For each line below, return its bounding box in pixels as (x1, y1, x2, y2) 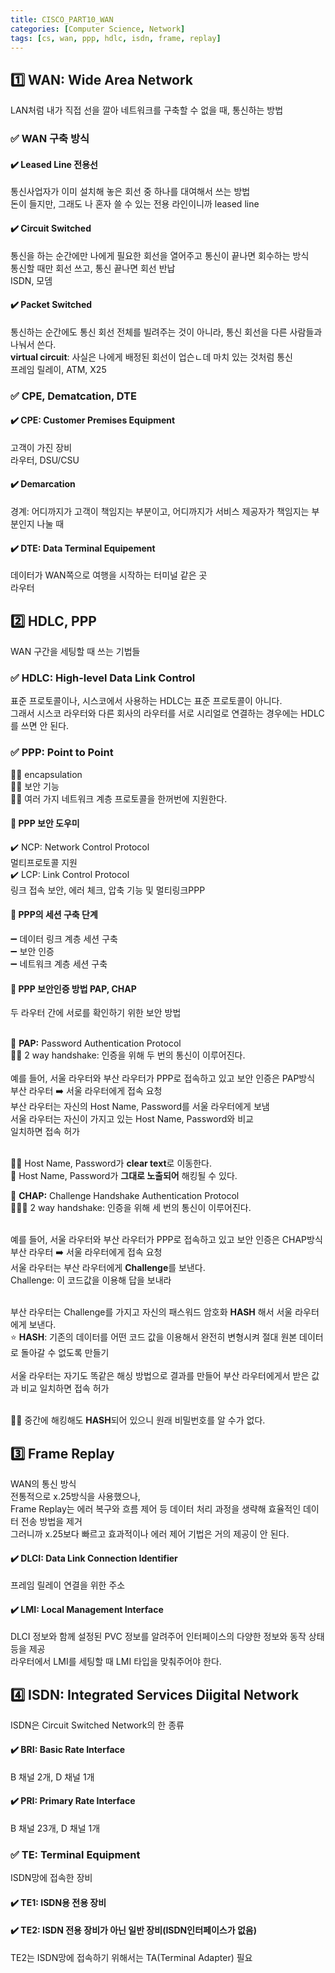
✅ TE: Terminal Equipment (10, 1847, 141, 1861)
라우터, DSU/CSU (10, 454, 80, 466)
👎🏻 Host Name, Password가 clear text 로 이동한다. (10, 1157, 212, 1170)
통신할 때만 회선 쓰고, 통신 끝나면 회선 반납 (10, 262, 176, 274)
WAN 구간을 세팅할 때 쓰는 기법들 (10, 646, 141, 658)
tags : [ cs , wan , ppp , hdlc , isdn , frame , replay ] (10, 33, 222, 43)
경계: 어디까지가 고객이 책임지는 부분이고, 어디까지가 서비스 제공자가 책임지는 (10, 506, 310, 518)
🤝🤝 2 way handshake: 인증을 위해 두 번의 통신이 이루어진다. (10, 1049, 246, 1061)
